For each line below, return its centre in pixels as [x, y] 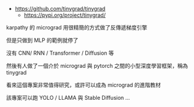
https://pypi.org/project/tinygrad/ [65, 15]
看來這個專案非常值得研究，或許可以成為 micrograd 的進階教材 [83, 85]
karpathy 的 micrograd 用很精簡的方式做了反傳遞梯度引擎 [77, 27]
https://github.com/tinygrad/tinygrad [60, 9]
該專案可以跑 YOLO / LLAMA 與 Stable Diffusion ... [68, 98]
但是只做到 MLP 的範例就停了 [42, 40]
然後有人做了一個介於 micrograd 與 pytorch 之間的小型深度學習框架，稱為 [97, 66]
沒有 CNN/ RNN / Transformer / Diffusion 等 [60, 53]
